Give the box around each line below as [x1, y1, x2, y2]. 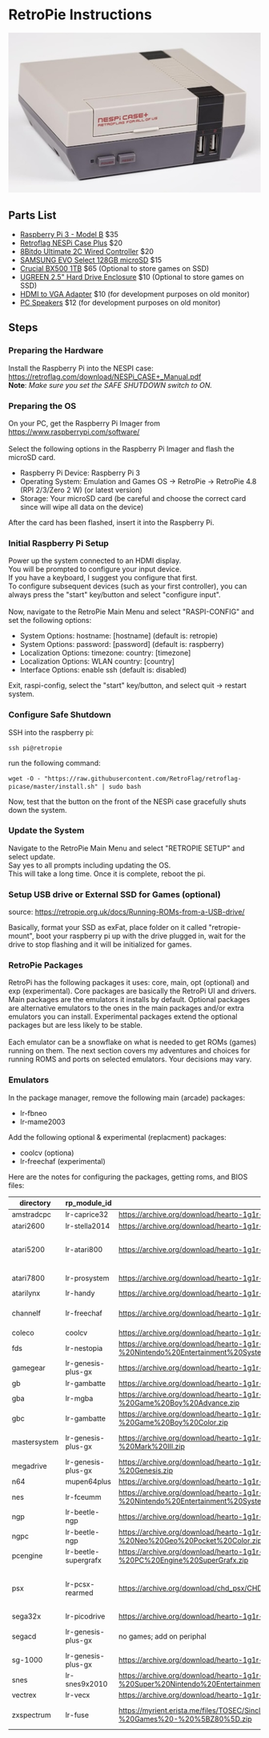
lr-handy [65, 1288, 95, 1298]
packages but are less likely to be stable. [8, 1021, 143, 1030]
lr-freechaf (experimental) [19, 1156, 106, 1166]
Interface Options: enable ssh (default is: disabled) [19, 665, 187, 675]
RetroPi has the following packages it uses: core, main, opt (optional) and [8, 978, 250, 988]
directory [19, 1198, 51, 1208]
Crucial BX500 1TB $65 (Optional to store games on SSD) [19, 263, 210, 273]
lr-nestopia [65, 1343, 103, 1352]
